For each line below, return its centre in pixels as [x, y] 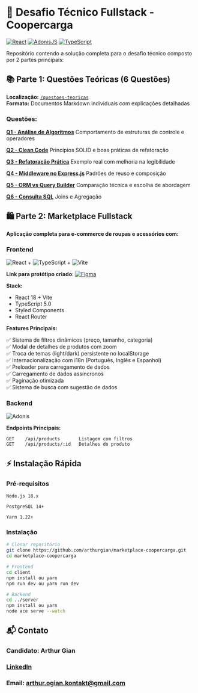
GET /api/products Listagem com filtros [70, 439]
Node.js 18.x [22, 496]
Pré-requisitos [28, 484]
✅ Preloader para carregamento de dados [58, 367]
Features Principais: [32, 328]
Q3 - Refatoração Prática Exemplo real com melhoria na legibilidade [91, 162]
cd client [19, 572]
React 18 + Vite [34, 298]
